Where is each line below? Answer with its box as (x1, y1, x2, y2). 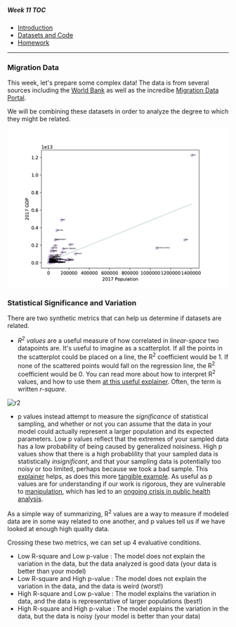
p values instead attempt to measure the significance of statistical (17, 412, 209, 420)
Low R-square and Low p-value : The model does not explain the (17, 552, 206, 560)
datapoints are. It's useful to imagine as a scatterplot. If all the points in (17, 343, 223, 352)
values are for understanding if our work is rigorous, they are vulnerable (17, 480, 226, 488)
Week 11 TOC (7, 6, 46, 14)
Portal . (7, 94, 27, 102)
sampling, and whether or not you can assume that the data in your (17, 420, 212, 428)
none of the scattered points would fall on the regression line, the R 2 (17, 360, 216, 370)
